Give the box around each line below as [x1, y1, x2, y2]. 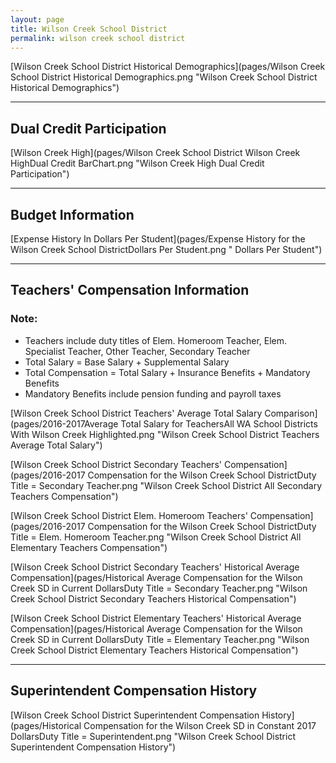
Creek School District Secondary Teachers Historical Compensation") [10, 592, 297, 605]
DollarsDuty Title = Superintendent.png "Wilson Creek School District [10, 730, 296, 742]
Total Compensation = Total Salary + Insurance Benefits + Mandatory [24, 366, 311, 378]
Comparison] [264, 407, 318, 419]
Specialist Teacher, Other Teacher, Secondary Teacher [24, 345, 251, 357]
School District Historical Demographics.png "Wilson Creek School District [10, 71, 318, 83]
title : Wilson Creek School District [10, 24, 168, 34]
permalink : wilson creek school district [10, 33, 186, 43]
